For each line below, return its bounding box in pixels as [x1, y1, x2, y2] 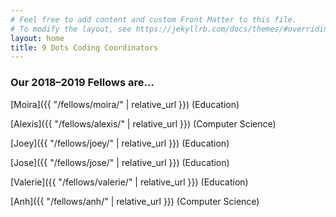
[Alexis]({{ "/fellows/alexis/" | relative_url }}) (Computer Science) [10, 117, 277, 130]
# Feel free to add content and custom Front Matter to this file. [10, 14, 298, 25]
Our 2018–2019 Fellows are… [10, 76, 155, 90]
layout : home [10, 33, 65, 43]
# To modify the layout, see [10, 24, 132, 34]
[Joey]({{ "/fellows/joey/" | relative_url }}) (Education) [10, 137, 230, 149]
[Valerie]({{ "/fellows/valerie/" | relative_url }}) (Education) [10, 176, 249, 188]
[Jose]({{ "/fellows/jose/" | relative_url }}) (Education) [10, 156, 230, 168]
